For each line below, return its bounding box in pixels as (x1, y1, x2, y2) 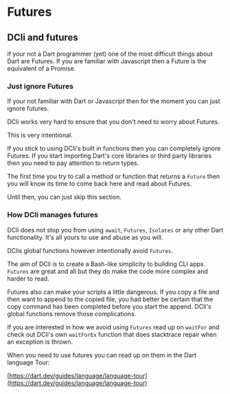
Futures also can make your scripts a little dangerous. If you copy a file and (7, 287, 220, 296)
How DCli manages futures (7, 210, 98, 220)
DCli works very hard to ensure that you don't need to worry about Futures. (7, 118, 220, 126)
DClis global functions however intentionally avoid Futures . (7, 246, 174, 254)
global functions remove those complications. (7, 309, 137, 318)
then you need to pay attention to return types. (7, 159, 139, 167)
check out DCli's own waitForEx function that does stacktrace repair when (7, 330, 218, 338)
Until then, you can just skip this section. (7, 193, 122, 201)
